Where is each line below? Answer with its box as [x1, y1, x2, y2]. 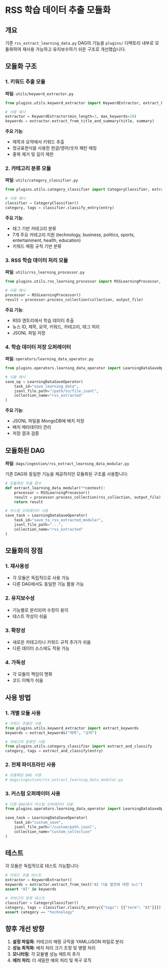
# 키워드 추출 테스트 [5, 873, 42, 878]
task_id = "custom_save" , [14, 820, 64, 825]
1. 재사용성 [5, 562, 29, 569]
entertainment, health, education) [12, 237, 81, 243]
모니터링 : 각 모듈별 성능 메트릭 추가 [12, 951, 81, 957]
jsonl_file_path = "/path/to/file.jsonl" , [14, 388, 99, 393]
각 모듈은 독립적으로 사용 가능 [12, 575, 70, 581]
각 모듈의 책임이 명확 [12, 671, 53, 677]
